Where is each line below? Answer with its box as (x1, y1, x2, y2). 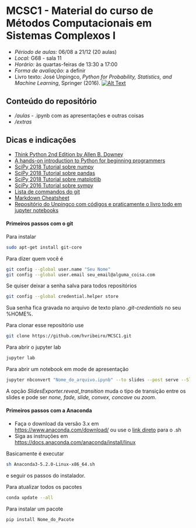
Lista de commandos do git (14, 188, 80, 195)
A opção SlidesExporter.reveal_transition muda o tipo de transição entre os (6, 388, 186, 395)
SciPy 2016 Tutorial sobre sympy (14, 181, 93, 188)
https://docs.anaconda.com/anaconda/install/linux (14, 439, 136, 446)
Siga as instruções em (14, 433, 68, 440)
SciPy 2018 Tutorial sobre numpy (14, 163, 94, 170)
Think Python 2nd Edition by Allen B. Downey (14, 150, 124, 157)
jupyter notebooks (14, 207, 59, 214)
